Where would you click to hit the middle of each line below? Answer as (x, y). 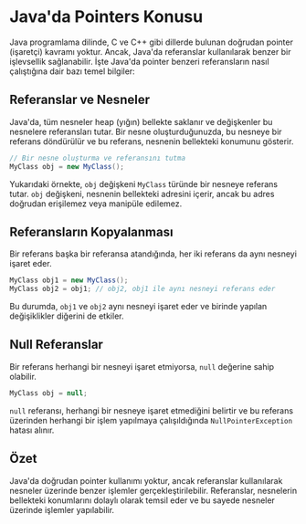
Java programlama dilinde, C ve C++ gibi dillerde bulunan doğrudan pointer (152, 42)
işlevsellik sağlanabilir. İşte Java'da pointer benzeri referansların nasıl (139, 61)
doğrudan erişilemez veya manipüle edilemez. (96, 204)
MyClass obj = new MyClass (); (67, 166)
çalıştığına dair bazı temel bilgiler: (72, 71)
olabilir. (23, 376)
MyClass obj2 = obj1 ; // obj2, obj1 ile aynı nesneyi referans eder (142, 289)
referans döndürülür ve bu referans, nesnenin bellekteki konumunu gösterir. (152, 141)
